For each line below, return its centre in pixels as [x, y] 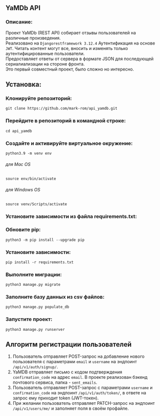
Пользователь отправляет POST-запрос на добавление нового [79, 356]
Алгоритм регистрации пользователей [69, 345]
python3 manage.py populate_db [37, 307]
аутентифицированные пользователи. [45, 53]
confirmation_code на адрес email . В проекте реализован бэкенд [80, 377]
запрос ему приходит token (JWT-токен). [56, 398]
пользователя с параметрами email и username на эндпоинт [75, 361]
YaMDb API [23, 8]
